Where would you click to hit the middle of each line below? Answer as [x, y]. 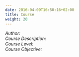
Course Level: [19, 44]
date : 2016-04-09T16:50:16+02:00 [40, 10]
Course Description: [26, 38]
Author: [13, 33]
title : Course [20, 14]
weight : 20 [16, 19]
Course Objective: [24, 49]
